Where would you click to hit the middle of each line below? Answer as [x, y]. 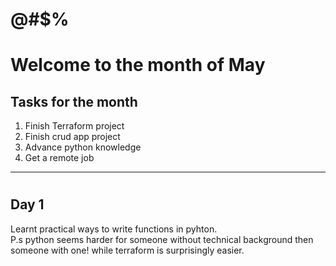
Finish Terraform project [74, 126]
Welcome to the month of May [138, 65]
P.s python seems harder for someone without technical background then [162, 239]
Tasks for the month [74, 101]
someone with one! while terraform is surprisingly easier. [127, 250]
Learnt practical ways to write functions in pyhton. [114, 229]
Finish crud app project [72, 137]
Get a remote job [59, 158]
